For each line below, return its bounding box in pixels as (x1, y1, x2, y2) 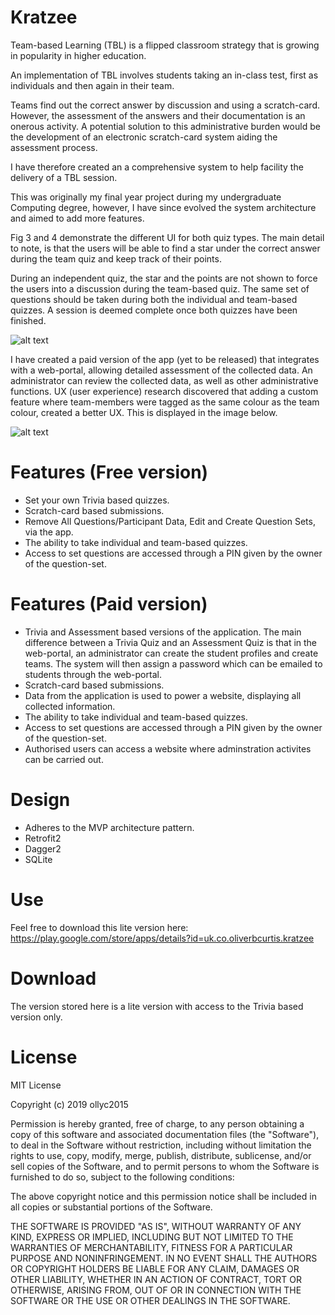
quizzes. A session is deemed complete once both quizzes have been (10, 304, 298, 316)
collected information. (24, 700, 116, 712)
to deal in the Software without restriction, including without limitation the (10, 1139, 312, 1151)
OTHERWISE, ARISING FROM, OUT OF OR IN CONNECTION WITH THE (10, 1284, 302, 1296)
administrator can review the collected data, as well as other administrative (10, 374, 319, 386)
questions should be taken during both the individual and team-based (10, 293, 298, 305)
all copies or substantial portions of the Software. (10, 1201, 213, 1213)
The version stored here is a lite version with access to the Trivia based (10, 1000, 304, 1012)
